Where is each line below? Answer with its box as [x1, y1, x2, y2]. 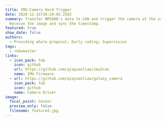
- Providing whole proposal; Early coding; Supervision [9, 40, 127, 44]
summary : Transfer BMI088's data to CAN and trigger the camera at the [5, 16, 156, 21]
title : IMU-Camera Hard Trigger [5, 7, 72, 12]
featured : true [5, 26, 37, 31]
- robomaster [9, 48, 37, 53]
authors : [5, 35, 23, 40]
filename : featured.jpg [9, 108, 58, 114]
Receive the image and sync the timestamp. [9, 21, 100, 26]
